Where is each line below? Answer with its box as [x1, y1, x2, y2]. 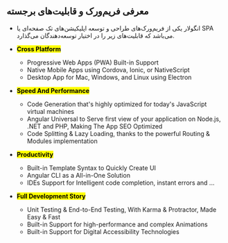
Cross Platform [16, 44, 62, 53]
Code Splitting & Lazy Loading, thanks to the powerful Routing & [26, 129, 211, 137]
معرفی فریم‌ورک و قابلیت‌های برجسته [6, 6, 149, 17]
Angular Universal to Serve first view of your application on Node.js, [26, 115, 221, 123]
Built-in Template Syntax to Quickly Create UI [26, 163, 157, 172]
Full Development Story [16, 192, 86, 200]
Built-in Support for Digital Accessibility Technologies [26, 227, 179, 235]
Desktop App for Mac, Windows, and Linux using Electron [26, 73, 192, 81]
